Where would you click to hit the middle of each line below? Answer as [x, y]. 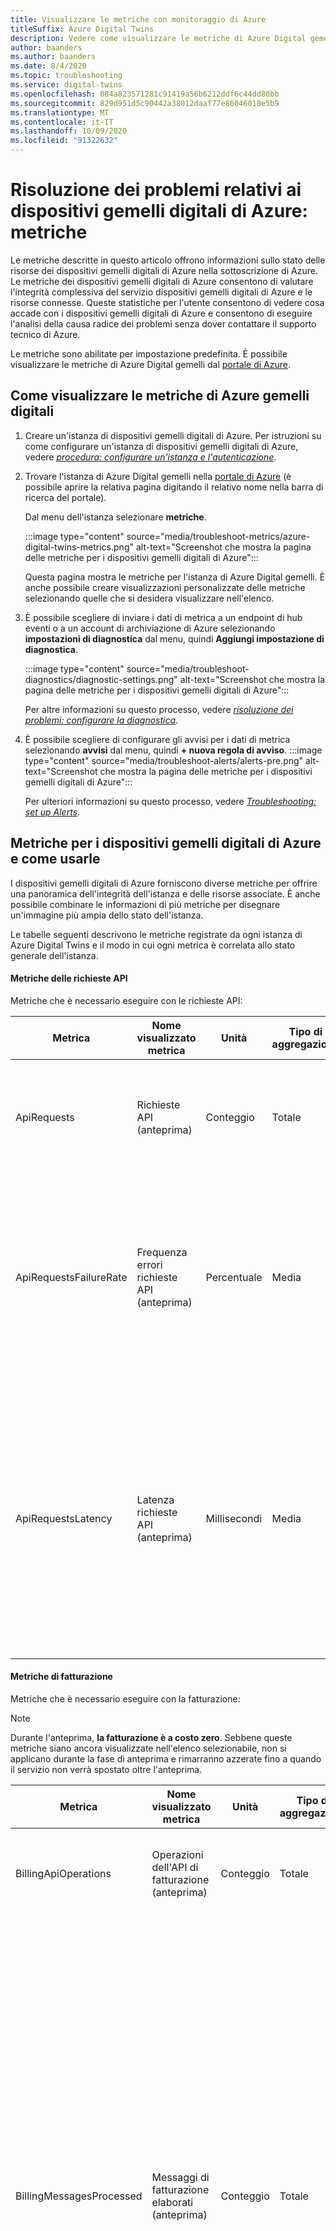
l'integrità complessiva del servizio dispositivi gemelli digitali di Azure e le [161, 292]
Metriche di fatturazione [61, 1677]
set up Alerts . [52, 812]
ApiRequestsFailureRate [71, 1277]
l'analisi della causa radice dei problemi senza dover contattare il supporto [163, 323]
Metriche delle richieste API [69, 978]
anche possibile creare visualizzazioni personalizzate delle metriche [165, 587]
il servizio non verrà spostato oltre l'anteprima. [106, 1769]
